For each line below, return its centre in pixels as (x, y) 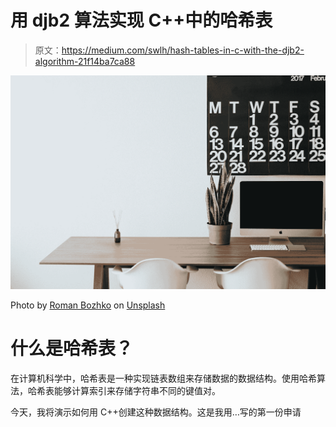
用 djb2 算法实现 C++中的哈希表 (141, 20)
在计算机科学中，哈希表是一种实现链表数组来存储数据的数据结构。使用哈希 (163, 378)
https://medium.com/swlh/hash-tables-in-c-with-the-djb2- (183, 50)
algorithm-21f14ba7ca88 (85, 61)
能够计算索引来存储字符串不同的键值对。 (137, 390)
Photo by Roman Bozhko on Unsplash (88, 305)
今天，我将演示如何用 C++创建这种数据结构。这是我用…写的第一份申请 (156, 412)
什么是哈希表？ (72, 348)
